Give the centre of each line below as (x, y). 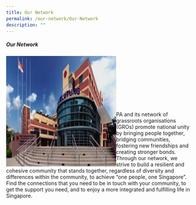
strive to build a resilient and (151, 164)
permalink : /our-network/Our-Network (52, 19)
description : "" (26, 25)
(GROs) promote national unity (153, 127)
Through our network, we (147, 158)
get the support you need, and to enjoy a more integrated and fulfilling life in (98, 190)
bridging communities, (143, 140)
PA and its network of (142, 114)
